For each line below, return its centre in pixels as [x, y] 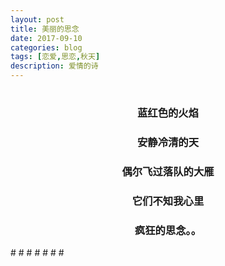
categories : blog [46, 47]
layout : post [37, 19]
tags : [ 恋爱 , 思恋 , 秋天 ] [55, 57]
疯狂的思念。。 [168, 230]
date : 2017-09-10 [46, 38]
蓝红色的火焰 [168, 113]
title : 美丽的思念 [45, 29]
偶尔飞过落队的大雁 [168, 172]
